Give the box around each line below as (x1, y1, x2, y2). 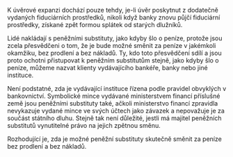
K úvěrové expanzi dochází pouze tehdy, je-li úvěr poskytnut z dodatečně (7, 6, 219, 14)
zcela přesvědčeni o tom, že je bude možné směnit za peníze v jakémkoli (7, 42, 216, 49)
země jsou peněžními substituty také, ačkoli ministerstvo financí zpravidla (7, 99, 218, 107)
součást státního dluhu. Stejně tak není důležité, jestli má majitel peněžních (7, 114, 222, 122)
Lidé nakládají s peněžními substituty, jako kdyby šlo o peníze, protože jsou (7, 34, 223, 42)
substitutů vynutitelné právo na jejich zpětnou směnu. (7, 122, 161, 129)
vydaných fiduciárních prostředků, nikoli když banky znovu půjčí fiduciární (7, 13, 220, 22)
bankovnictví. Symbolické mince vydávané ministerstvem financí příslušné (7, 92, 220, 100)
